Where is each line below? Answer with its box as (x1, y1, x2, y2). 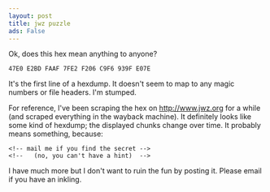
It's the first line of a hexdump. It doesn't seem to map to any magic (8, 79, 235, 89)
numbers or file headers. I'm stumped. (8, 87, 137, 97)
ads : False (8, 27, 46, 35)
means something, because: (8, 129, 103, 139)
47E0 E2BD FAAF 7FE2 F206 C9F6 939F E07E (8, 65, 151, 73)
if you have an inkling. (8, 175, 82, 185)
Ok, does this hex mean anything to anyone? (8, 49, 158, 59)
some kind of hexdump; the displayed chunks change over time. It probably (8, 121, 262, 130)
